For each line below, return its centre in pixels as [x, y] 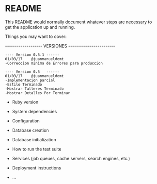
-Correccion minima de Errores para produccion [54, 63]
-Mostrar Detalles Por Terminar [38, 93]
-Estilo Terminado [24, 84]
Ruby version [25, 102]
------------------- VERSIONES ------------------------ [60, 46]
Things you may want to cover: [36, 36]
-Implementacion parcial [30, 80]
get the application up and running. [40, 27]
